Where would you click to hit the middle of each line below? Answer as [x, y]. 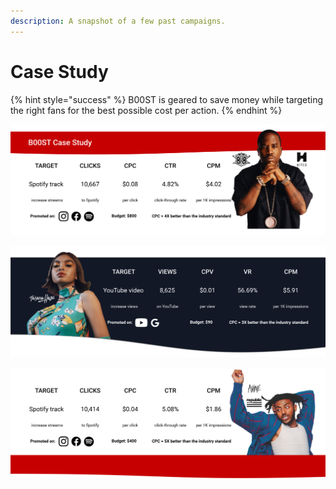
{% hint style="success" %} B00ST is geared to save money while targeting [167, 99]
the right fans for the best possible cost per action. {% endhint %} [146, 110]
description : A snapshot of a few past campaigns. [118, 21]
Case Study [59, 71]
